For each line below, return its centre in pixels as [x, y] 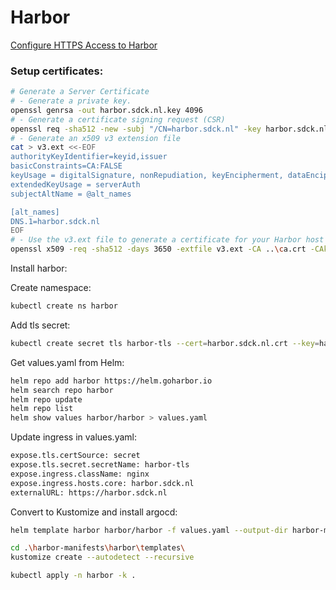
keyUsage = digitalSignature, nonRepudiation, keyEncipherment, [147, 176]
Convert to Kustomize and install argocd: [94, 512]
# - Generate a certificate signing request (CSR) [118, 119]
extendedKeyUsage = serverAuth [75, 184]
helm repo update [46, 399]
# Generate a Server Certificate [80, 92]
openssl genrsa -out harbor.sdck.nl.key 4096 [106, 110]
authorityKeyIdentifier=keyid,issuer [89, 157]
